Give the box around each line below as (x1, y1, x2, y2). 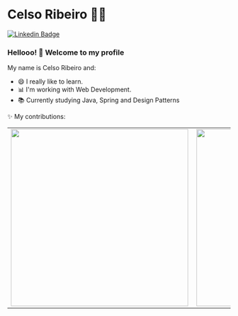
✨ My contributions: (7, 113, 66, 121)
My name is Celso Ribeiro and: (7, 64, 96, 72)
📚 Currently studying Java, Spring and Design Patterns (17, 96, 180, 105)
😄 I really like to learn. (17, 77, 84, 86)
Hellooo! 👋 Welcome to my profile (7, 47, 125, 57)
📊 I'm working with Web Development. (17, 85, 132, 94)
